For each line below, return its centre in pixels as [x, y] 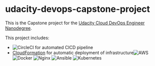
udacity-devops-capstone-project [78, 9]
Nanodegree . [19, 28]
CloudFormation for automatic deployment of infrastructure [73, 53]
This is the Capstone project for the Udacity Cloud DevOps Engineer [75, 23]
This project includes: [27, 38]
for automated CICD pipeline [64, 47]
